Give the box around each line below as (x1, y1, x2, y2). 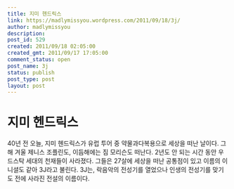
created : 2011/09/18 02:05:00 (7, 43, 96, 50)
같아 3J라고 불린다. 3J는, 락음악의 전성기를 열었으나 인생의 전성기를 (25, 166, 212, 174)
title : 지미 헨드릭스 (7, 10, 62, 18)
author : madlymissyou (7, 23, 71, 30)
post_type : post (7, 75, 55, 83)
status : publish (7, 69, 55, 76)
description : (7, 30, 46, 37)
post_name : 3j (7, 63, 49, 70)
